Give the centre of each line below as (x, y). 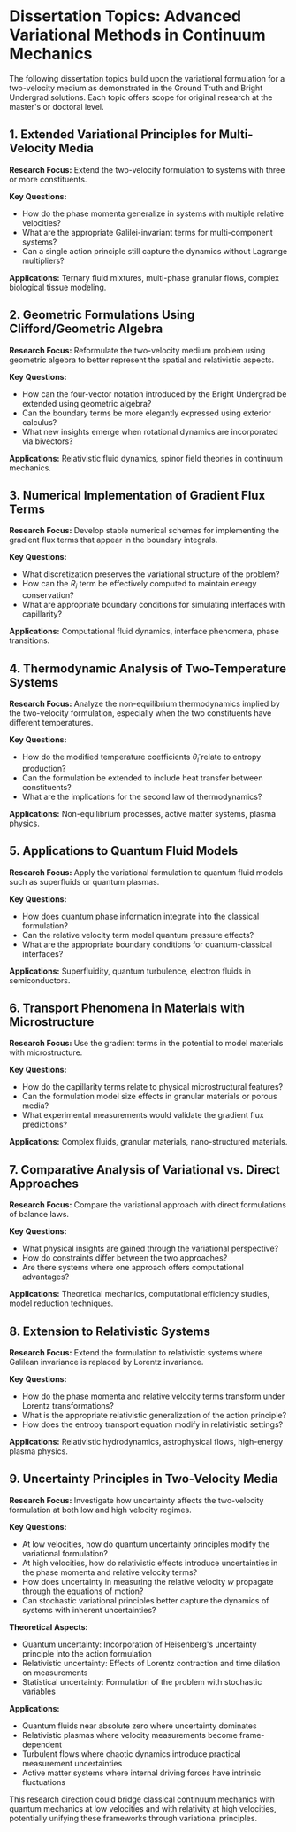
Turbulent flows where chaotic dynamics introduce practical (131, 1754)
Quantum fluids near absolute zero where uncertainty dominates (140, 1726)
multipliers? (43, 260)
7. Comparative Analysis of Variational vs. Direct (145, 1170)
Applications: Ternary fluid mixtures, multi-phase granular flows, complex (144, 277)
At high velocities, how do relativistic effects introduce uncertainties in (150, 1563)
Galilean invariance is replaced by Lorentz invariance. (106, 1362)
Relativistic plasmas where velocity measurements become (130, 1735)
